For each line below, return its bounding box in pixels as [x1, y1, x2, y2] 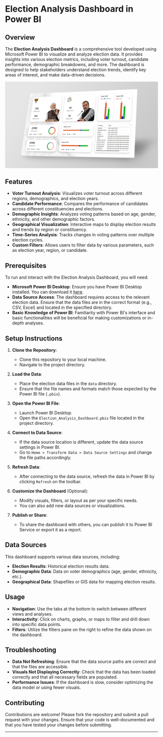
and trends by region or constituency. [12, 227, 87, 232]
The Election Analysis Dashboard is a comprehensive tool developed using [5, 46, 157, 52]
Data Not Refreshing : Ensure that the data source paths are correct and [12, 659, 156, 664]
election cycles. [12, 237, 44, 243]
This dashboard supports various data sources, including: [5, 554, 120, 560]
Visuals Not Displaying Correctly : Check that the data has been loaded [12, 669, 156, 675]
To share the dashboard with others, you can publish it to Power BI [19, 521, 153, 527]
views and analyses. [12, 611, 53, 617]
